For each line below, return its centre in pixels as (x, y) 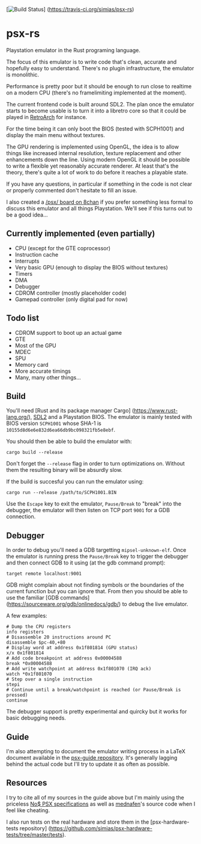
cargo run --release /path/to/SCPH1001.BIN (61, 493)
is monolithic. (23, 75)
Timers (24, 274)
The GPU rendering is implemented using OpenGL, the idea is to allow (92, 147)
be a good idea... (27, 215)
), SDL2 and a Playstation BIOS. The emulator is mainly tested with (110, 417)
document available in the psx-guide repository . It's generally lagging (92, 758)
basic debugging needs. (36, 718)
